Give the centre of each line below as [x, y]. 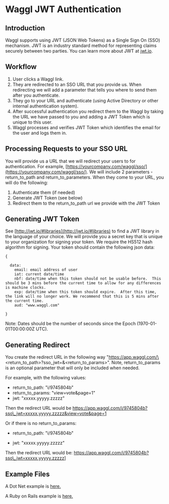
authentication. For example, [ [36, 166]
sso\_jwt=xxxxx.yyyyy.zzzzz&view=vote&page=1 [56, 413]
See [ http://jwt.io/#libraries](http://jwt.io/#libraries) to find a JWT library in [82, 231]
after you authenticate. [36, 95]
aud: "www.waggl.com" [37, 305]
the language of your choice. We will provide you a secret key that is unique [84, 237]
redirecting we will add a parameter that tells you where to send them [85, 90]
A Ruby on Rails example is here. [39, 496]
